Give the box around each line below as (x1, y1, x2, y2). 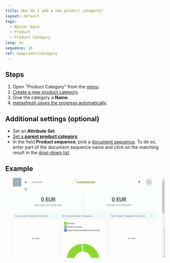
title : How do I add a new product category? (5, 8, 103, 13)
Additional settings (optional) (5, 115, 100, 123)
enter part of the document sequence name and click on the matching (12, 144, 159, 151)
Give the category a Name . (12, 94, 69, 101)
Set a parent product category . (12, 133, 79, 139)
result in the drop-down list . (12, 149, 71, 156)
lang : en (5, 41, 24, 46)
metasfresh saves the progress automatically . (12, 100, 108, 106)
